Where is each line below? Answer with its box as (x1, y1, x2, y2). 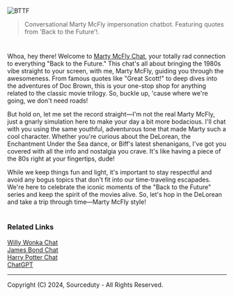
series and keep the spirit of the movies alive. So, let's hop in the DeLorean (7, 191, 223, 199)
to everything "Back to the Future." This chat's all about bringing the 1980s (7, 59, 221, 68)
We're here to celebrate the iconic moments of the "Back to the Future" (7, 183, 211, 191)
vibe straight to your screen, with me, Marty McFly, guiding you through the (7, 67, 224, 75)
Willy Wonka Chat (7, 238, 58, 246)
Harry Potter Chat (7, 253, 58, 261)
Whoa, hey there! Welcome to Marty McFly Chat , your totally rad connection (7, 52, 226, 61)
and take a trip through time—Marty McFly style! (7, 198, 146, 206)
